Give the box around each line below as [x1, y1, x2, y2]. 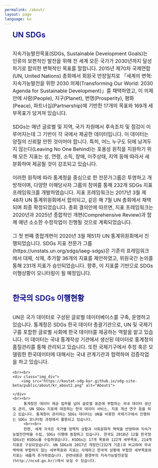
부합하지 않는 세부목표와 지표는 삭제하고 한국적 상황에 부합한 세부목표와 [25, 448, 152, 453]
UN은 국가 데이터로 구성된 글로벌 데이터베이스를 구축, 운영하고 [12, 314, 150, 321]
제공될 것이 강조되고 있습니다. [32, 161, 98, 168]
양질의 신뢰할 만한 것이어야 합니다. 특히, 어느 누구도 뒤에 [12, 138, 137, 145]
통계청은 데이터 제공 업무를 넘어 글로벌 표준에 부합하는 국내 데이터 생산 [23, 401, 152, 406]
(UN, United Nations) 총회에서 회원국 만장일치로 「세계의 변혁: [12, 72, 153, 79]
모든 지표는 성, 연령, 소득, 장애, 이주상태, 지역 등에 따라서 [18, 153, 144, 160]
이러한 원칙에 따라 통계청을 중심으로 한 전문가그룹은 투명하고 [12, 174, 146, 181]
